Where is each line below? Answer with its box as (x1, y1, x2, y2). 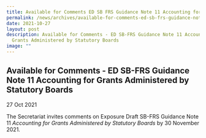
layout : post (6, 26, 40, 32)
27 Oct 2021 (6, 101, 37, 108)
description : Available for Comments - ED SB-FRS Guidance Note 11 (6, 32, 183, 38)
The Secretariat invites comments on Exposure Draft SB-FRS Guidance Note (6, 112, 199, 120)
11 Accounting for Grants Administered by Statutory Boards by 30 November (6, 119, 199, 126)
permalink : (6, 15, 34, 21)
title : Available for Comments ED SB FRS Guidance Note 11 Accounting (6, 9, 191, 15)
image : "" (6, 43, 32, 49)
